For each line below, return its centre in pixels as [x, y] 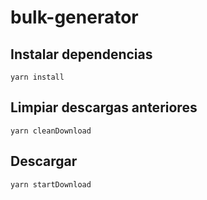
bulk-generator [74, 17]
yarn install [37, 77]
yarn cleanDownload [51, 131]
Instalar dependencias [81, 54]
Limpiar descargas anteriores [104, 107]
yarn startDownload [51, 184]
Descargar [44, 161]
